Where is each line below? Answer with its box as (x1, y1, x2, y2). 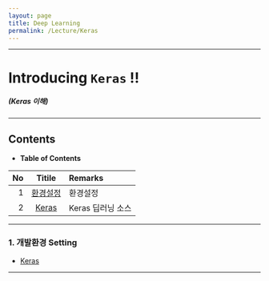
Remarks (68, 173, 104, 184)
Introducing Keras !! (8, 69, 140, 86)
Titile (35, 173, 56, 184)
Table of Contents (19, 154, 82, 163)
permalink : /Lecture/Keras (8, 26, 98, 34)
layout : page (8, 11, 52, 20)
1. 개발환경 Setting (8, 237, 78, 248)
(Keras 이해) (8, 97, 49, 106)
